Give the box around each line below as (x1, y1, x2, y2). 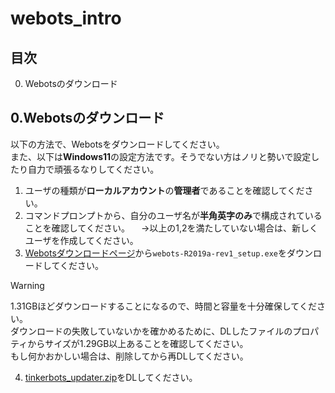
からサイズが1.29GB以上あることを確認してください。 (27, 337, 249, 349)
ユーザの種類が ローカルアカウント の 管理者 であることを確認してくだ (24, 184, 305, 196)
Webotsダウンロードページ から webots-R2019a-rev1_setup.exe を (24, 247, 288, 259)
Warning (10, 279, 45, 291)
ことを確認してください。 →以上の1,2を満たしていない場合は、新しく (24, 222, 319, 234)
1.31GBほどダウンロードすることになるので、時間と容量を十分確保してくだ (10, 300, 317, 312)
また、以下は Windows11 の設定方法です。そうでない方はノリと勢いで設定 (10, 150, 312, 162)
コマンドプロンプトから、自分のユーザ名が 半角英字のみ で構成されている (24, 209, 323, 221)
